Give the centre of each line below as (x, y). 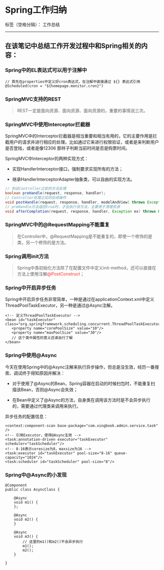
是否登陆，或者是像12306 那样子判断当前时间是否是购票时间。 (68, 148)
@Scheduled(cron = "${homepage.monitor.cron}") (54, 86)
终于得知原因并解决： (43, 373)
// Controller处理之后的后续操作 (36, 198)
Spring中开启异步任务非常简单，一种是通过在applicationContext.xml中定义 (80, 299)
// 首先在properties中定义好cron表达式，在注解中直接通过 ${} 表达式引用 (73, 82)
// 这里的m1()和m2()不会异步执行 (53, 542)
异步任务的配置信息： (26, 416)
